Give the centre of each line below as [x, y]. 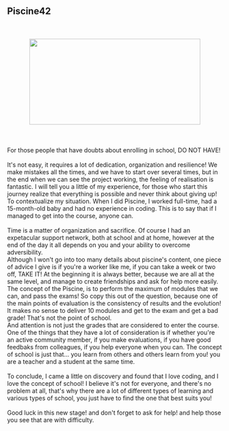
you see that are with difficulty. [51, 420]
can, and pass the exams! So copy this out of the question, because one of [112, 296]
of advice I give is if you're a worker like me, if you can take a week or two [111, 266]
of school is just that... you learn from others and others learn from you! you [114, 354]
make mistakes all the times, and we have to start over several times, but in [112, 172]
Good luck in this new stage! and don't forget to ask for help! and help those [114, 412]
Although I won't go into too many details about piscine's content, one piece [114, 259]
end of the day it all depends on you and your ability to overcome [99, 245]
